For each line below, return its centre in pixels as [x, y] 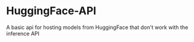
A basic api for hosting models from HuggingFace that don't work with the [97, 27]
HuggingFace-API [51, 11]
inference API [23, 33]
